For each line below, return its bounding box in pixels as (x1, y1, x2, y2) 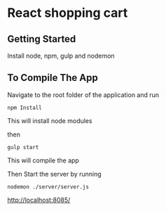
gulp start (7, 143, 39, 151)
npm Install (7, 104, 42, 111)
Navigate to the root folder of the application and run (7, 90, 160, 99)
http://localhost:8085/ (7, 196, 71, 204)
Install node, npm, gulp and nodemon (7, 51, 115, 60)
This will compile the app (7, 156, 79, 165)
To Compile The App (7, 72, 98, 84)
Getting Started (7, 33, 76, 45)
